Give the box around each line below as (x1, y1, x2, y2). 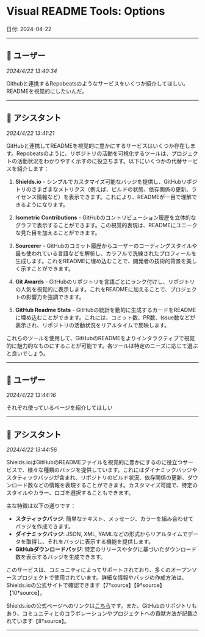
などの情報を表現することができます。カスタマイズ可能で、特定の (32, 481, 198, 489)
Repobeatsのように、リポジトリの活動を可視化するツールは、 (16, 150, 172, 157)
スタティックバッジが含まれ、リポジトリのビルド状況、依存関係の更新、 (6, 474, 188, 481)
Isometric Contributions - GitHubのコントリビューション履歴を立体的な (15, 214, 196, 221)
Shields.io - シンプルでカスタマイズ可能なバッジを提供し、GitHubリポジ (15, 178, 198, 185)
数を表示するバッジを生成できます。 (15, 553, 106, 561)
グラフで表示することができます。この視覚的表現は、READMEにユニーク (15, 221, 198, 228)
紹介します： (16, 165, 49, 172)
